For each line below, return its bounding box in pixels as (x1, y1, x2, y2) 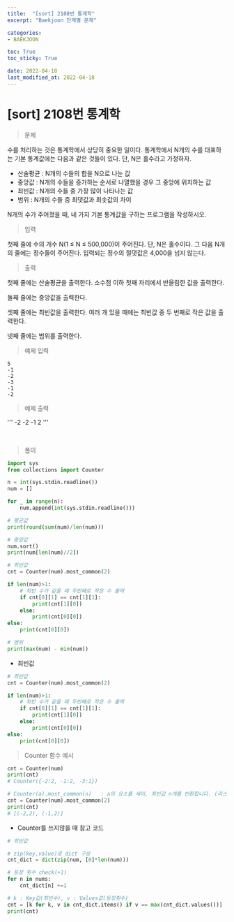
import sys (7, 460, 39, 467)
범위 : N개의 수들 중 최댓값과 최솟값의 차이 (17, 195, 132, 203)
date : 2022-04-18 (7, 68, 58, 75)
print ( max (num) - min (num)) (7, 645, 89, 652)
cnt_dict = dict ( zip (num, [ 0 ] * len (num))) (7, 856, 130, 863)
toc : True (7, 48, 36, 56)
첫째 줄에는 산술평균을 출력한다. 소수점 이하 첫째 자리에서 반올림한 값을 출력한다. (7, 278, 225, 286)
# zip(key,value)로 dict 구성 (7, 850, 91, 857)
